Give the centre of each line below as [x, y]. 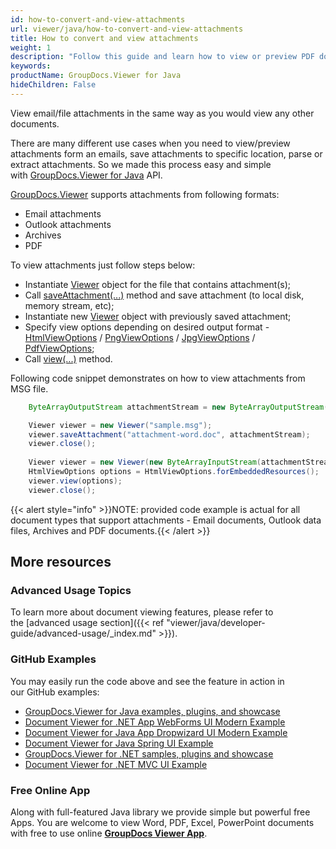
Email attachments [63, 213]
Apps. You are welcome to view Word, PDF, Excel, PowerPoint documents [162, 822]
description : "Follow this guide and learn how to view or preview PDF [162, 57]
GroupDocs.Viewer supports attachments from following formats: [145, 194]
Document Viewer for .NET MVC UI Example [116, 764]
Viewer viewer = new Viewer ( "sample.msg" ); [120, 425]
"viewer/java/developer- [216, 623]
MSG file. [29, 388]
